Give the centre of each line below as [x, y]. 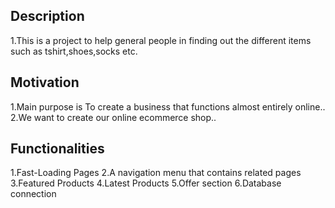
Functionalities [57, 149]
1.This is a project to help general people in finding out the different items [161, 40]
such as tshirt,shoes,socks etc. [74, 51]
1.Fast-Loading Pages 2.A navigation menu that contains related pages [156, 173]
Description [47, 16]
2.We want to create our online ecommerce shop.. [113, 117]
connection [33, 194]
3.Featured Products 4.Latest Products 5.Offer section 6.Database [146, 183]
